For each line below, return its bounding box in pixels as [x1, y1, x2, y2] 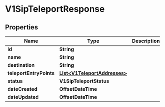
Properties [5, 23, 38, 31]
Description [132, 38, 160, 44]
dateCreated [7, 86, 38, 92]
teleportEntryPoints [7, 70, 55, 77]
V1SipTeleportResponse [5, 3, 105, 15]
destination [7, 62, 35, 68]
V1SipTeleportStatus [59, 78, 110, 84]
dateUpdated [7, 94, 39, 100]
